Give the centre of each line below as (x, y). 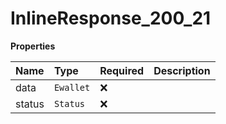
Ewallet (72, 87)
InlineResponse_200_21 (111, 18)
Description (182, 70)
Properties (33, 46)
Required (122, 70)
